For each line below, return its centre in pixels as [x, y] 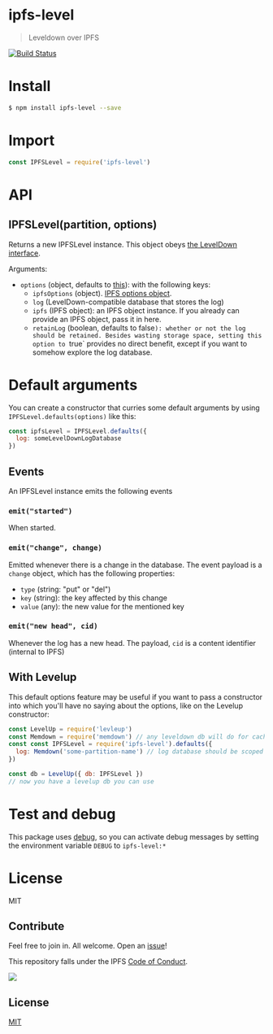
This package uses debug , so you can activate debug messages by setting [134, 836]
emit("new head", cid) [53, 626]
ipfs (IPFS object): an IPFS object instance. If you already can [136, 310]
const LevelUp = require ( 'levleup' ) [70, 729]
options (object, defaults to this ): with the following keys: [115, 284]
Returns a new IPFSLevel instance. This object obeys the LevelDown [123, 244]
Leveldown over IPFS [64, 37]
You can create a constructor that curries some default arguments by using [134, 408]
